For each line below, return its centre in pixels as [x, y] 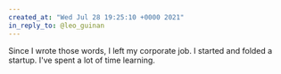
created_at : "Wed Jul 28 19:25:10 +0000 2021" [96, 17]
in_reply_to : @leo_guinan [56, 26]
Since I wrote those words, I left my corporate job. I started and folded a [140, 50]
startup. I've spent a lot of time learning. [82, 60]
